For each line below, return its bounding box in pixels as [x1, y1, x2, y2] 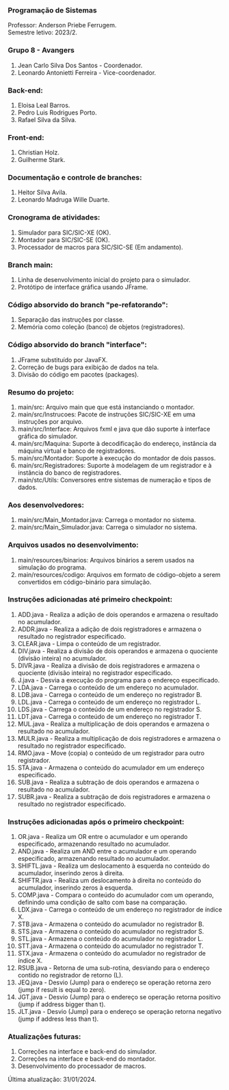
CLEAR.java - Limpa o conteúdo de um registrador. [17, 639, 161, 648]
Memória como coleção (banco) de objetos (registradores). [17, 323, 185, 331]
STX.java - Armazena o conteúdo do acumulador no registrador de [17, 949, 206, 958]
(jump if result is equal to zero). [17, 986, 107, 994]
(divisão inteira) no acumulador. [17, 654, 107, 662]
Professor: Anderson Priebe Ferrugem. [8, 21, 117, 29]
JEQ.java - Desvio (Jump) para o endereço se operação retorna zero [17, 978, 211, 986]
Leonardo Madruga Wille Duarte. [17, 196, 110, 204]
